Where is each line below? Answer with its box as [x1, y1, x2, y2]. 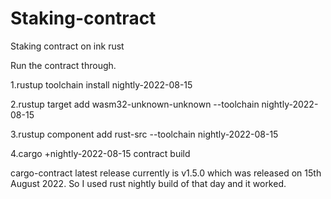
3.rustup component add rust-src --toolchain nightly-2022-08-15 [10, 128, 279, 140]
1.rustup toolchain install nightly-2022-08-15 [10, 78, 193, 91]
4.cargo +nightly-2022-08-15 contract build [10, 147, 191, 159]
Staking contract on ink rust [10, 40, 125, 52]
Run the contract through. [10, 59, 117, 71]
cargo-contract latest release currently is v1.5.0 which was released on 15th [10, 167, 322, 179]
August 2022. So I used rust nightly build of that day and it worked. [10, 177, 287, 189]
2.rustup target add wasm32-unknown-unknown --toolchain [10, 98, 260, 110]
